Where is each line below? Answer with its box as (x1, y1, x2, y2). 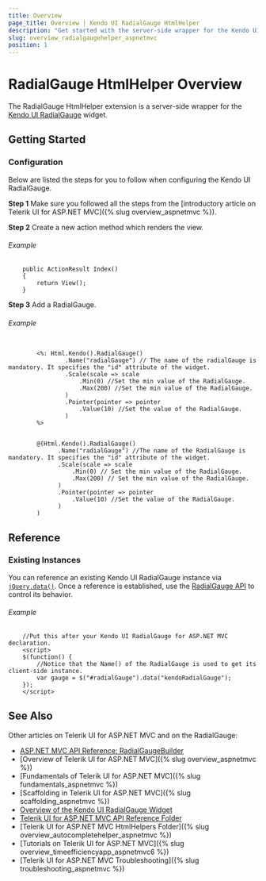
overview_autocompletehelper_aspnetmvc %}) (19, 830, 173, 840)
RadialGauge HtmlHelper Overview (8, 75, 243, 94)
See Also (8, 710, 53, 723)
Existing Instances (8, 555, 82, 566)
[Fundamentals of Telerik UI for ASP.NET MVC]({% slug (19, 771, 201, 780)
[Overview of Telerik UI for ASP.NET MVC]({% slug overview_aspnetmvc (19, 754, 256, 764)
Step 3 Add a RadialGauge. (8, 299, 97, 310)
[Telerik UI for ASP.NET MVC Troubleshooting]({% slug (19, 855, 199, 865)
